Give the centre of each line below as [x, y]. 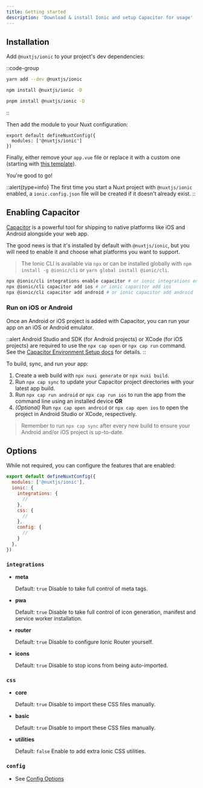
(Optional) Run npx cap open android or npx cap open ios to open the [101, 407]
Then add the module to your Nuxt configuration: [67, 124]
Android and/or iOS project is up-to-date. [72, 432]
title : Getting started [36, 12]
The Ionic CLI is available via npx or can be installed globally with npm [106, 263]
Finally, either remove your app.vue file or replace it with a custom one [93, 157]
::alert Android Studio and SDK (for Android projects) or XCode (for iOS [95, 339]
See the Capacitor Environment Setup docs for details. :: [76, 352]
